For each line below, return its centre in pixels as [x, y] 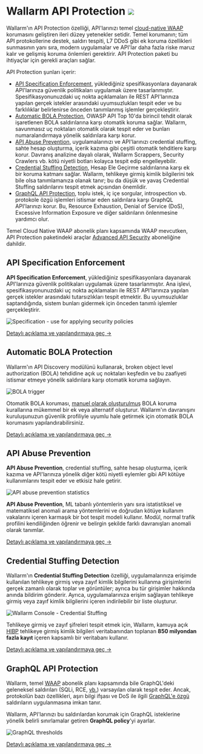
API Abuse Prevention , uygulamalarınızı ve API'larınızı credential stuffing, [106, 141]
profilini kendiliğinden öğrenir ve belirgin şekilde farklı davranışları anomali [99, 523]
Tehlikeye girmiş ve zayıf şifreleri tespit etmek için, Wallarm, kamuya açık [97, 625]
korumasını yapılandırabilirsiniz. [45, 422]
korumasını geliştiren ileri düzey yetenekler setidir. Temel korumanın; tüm [97, 34]
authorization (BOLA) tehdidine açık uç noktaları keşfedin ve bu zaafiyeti [96, 373]
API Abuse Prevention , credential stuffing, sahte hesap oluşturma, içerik [97, 468]
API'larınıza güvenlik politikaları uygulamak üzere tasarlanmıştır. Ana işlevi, [99, 284]
